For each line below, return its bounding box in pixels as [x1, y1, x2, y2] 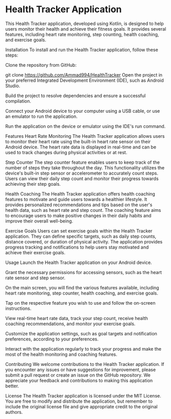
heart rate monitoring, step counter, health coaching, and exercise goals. [5, 290, 158, 296]
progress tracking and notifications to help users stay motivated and [5, 244, 149, 250]
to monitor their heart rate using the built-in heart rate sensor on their [5, 138, 151, 144]
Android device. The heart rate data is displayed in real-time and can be [5, 144, 157, 150]
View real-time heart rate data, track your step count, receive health [5, 315, 148, 321]
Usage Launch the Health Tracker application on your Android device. [5, 259, 152, 265]
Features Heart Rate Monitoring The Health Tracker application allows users [5, 133, 165, 139]
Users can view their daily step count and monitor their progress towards [5, 175, 159, 182]
